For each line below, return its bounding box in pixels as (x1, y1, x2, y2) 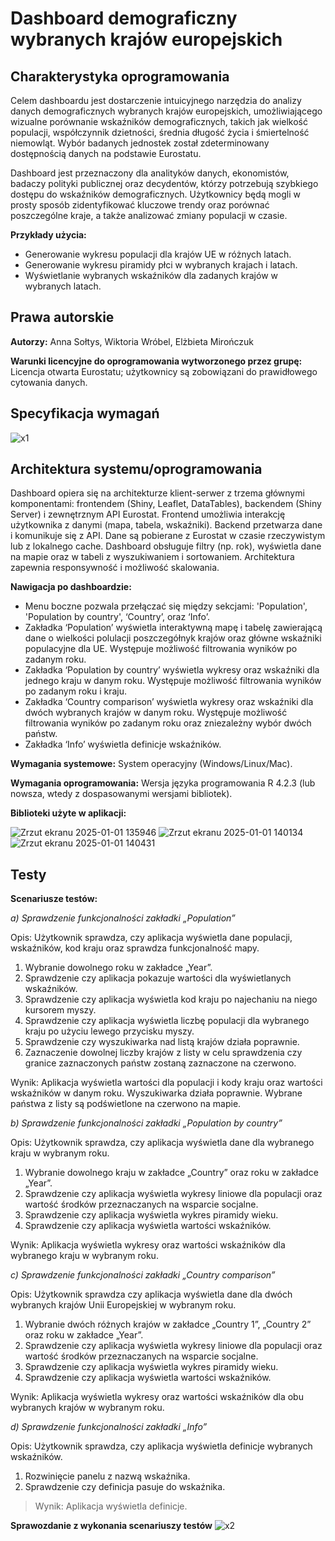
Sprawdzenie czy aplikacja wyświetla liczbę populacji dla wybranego (24, 1015, 310, 1027)
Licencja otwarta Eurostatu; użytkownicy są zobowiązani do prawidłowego (10, 365, 318, 377)
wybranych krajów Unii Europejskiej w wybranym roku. (10, 1299, 237, 1311)
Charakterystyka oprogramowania (10, 68, 230, 85)
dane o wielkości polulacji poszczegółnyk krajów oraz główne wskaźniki (24, 632, 322, 644)
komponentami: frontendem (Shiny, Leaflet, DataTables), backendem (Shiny (10, 498, 322, 510)
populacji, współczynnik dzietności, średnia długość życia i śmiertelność (10, 127, 310, 138)
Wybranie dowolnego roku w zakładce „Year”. (24, 962, 213, 974)
